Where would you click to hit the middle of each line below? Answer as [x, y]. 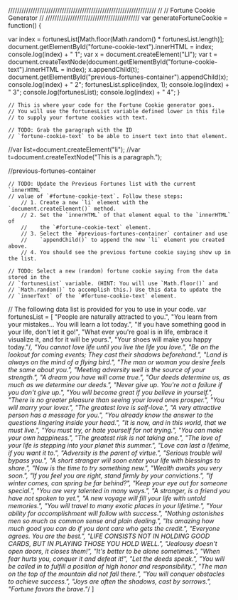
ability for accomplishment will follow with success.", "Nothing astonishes [116, 513]
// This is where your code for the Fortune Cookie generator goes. [112, 105]
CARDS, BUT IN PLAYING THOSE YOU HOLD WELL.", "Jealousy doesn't [113, 543]
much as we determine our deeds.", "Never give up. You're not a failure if [115, 385]
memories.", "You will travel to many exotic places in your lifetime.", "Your [115, 506]
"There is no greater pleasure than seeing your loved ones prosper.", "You [116, 400]
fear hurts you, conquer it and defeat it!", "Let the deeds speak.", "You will [117, 559]
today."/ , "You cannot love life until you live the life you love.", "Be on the [114, 347]
